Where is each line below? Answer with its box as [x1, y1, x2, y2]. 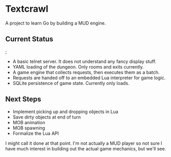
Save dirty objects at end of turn [12, 114, 81, 120]
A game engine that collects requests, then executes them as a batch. [12, 69, 160, 75]
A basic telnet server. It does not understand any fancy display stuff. [12, 58, 157, 64]
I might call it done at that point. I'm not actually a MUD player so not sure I [5, 140, 162, 146]
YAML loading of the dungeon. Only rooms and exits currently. [12, 63, 144, 70]
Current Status [5, 35, 54, 43]
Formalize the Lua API [12, 130, 59, 136]
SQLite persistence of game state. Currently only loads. [12, 80, 130, 86]
